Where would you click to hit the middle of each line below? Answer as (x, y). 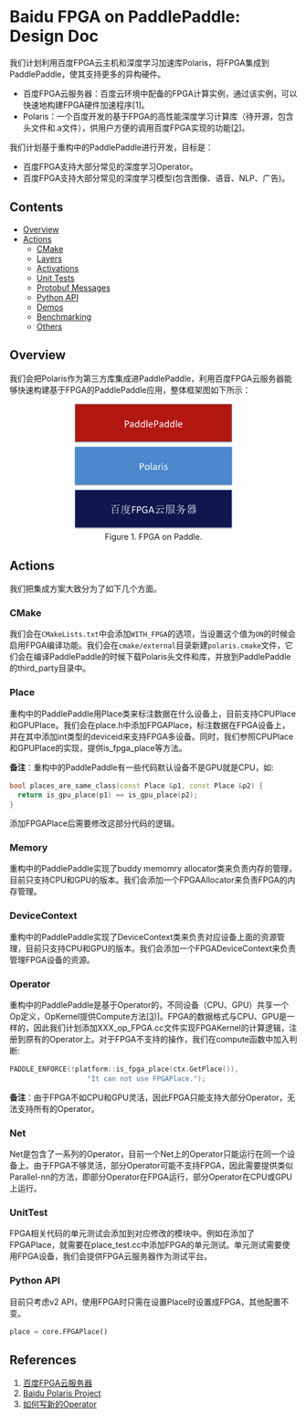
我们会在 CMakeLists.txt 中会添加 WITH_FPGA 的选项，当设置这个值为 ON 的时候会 (153, 634)
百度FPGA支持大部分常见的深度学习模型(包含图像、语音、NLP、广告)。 (156, 178)
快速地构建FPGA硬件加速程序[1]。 (86, 105)
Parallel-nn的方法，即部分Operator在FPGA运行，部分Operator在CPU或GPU (151, 1177)
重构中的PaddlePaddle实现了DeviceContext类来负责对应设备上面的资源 (143, 937)
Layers (49, 259)
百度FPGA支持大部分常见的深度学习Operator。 (110, 166)
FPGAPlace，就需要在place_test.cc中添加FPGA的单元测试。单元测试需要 (146, 1245)
